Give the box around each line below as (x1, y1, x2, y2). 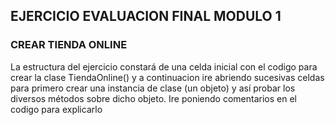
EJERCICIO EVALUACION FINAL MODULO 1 (10, 8, 282, 25)
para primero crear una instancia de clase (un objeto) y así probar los (10, 82, 296, 94)
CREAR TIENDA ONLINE (10, 38, 128, 52)
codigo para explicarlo (10, 103, 103, 115)
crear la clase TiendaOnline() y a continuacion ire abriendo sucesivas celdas (10, 71, 325, 83)
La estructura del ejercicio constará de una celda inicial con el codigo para (10, 60, 318, 73)
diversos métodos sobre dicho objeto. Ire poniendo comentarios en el (10, 92, 297, 104)
